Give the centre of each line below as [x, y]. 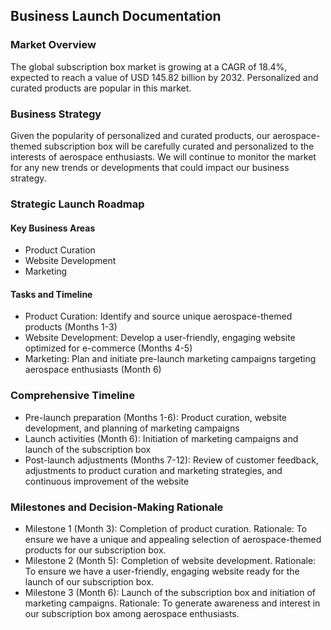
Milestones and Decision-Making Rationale [117, 507]
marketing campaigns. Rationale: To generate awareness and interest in [172, 603]
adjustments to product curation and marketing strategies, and [153, 470]
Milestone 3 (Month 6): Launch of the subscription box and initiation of [170, 592]
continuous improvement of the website [107, 481]
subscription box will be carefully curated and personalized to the [179, 146]
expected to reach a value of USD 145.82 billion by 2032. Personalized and [164, 77]
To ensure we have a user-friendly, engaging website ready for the [162, 571]
